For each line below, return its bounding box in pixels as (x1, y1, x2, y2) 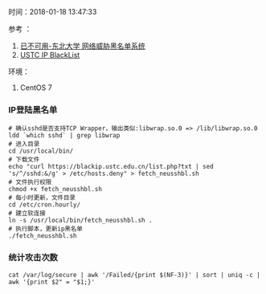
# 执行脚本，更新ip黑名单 (8, 225, 83, 233)
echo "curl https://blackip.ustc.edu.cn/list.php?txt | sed (8, 163, 215, 171)
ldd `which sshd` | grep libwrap (8, 132, 121, 140)
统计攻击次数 (8, 252, 59, 263)
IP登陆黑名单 (8, 104, 58, 115)
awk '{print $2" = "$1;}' (8, 278, 95, 286)
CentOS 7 (19, 83, 52, 92)
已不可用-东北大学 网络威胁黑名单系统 (19, 41, 146, 51)
